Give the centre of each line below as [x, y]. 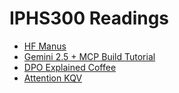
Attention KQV [53, 78]
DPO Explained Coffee [70, 67]
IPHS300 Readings [89, 18]
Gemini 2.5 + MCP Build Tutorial [89, 56]
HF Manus [45, 46]
